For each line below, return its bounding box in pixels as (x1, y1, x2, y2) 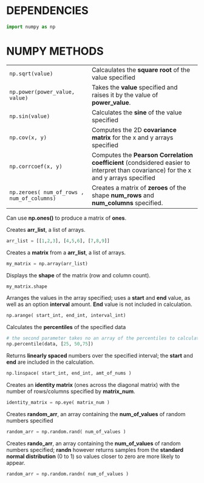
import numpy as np (6, 24, 56, 30)
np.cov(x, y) (9, 134, 47, 141)
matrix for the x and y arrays (92, 133, 174, 142)
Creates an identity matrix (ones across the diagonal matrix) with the (6, 381, 180, 388)
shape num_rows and (92, 191, 154, 200)
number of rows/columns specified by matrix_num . (6, 387, 135, 395)
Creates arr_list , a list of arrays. (6, 226, 86, 233)
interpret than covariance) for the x (92, 165, 192, 174)
